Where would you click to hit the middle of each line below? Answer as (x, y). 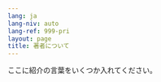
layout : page (30, 39)
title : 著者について (39, 46)
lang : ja (22, 16)
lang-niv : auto (33, 24)
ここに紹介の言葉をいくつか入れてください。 (83, 71)
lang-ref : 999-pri (39, 31)
